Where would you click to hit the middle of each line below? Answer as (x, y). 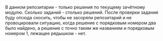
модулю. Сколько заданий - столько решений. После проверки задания (82, 12)
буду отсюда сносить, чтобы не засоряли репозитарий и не (69, 18)
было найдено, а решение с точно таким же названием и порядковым (80, 28)
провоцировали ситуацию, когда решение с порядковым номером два (81, 23)
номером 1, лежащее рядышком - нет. (46, 33)
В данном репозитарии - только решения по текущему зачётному (75, 7)
